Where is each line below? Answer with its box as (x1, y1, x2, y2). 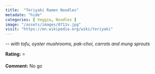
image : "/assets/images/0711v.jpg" (5, 22, 81, 27)
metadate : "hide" (5, 12, 42, 17)
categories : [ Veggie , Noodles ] (5, 17, 77, 22)
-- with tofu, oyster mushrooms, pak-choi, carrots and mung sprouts (5, 41, 150, 47)
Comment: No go (5, 63, 42, 69)
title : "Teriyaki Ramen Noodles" (5, 7, 79, 13)
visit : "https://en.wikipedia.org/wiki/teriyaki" (5, 27, 114, 32)
